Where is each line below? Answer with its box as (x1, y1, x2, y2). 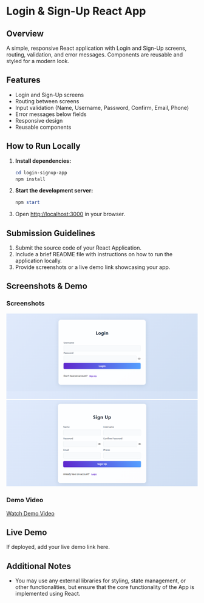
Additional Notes (6, 560, 72, 571)
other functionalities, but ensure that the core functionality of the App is (15, 584, 194, 591)
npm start (15, 199, 41, 206)
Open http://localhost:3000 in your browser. (15, 211, 126, 218)
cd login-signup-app (15, 169, 67, 175)
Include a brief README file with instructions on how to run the (15, 251, 173, 258)
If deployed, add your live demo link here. (6, 543, 110, 551)
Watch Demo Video (6, 509, 55, 517)
